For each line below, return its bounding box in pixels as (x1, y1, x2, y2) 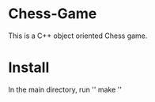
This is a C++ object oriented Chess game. (8, 31, 148, 40)
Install (8, 59, 50, 77)
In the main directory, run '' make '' (8, 85, 123, 94)
